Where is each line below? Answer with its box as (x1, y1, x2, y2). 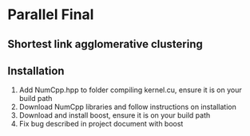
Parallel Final (7, 6, 94, 24)
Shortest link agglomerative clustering (7, 37, 203, 51)
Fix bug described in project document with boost (18, 119, 184, 129)
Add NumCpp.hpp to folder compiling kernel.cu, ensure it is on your (18, 85, 242, 95)
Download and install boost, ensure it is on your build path (18, 111, 211, 120)
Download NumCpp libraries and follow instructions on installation (18, 102, 236, 112)
